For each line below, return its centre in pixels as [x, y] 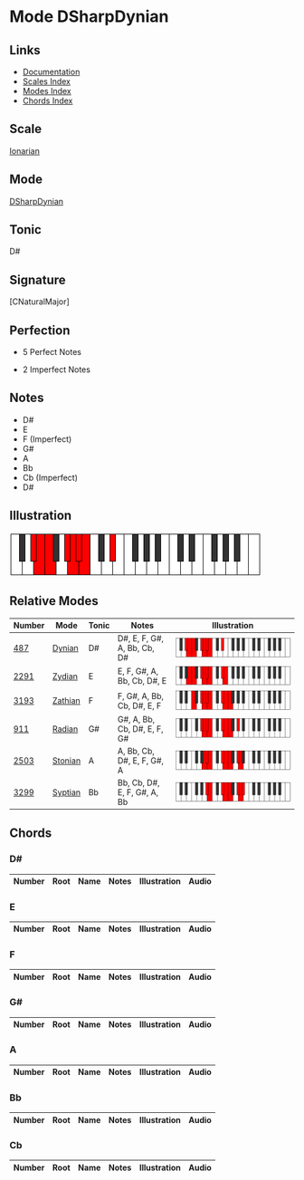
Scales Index [46, 82]
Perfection [40, 330]
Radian [66, 729]
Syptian [67, 792]
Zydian [66, 676]
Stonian [67, 761]
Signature [38, 279]
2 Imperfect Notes [56, 369]
